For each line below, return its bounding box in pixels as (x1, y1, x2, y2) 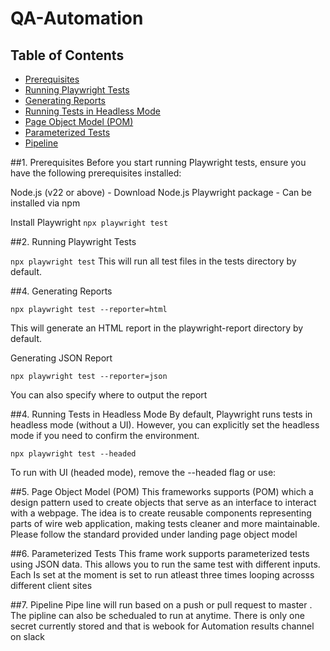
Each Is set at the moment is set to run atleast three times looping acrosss (10, 569, 315, 581)
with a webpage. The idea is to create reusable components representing (10, 507, 312, 519)
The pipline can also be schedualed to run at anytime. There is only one (10, 610, 305, 621)
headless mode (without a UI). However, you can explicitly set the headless (10, 419, 320, 431)
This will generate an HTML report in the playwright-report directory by (10, 322, 304, 334)
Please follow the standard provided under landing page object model (10, 528, 298, 540)
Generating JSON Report (10, 352, 113, 364)
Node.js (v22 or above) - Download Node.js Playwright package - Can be (10, 187, 312, 198)
